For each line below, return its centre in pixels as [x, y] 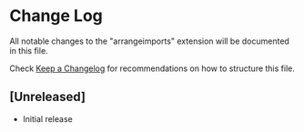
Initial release [47, 118]
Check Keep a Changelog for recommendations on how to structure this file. [152, 68]
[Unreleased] [48, 97]
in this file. [29, 50]
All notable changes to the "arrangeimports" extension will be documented [149, 41]
